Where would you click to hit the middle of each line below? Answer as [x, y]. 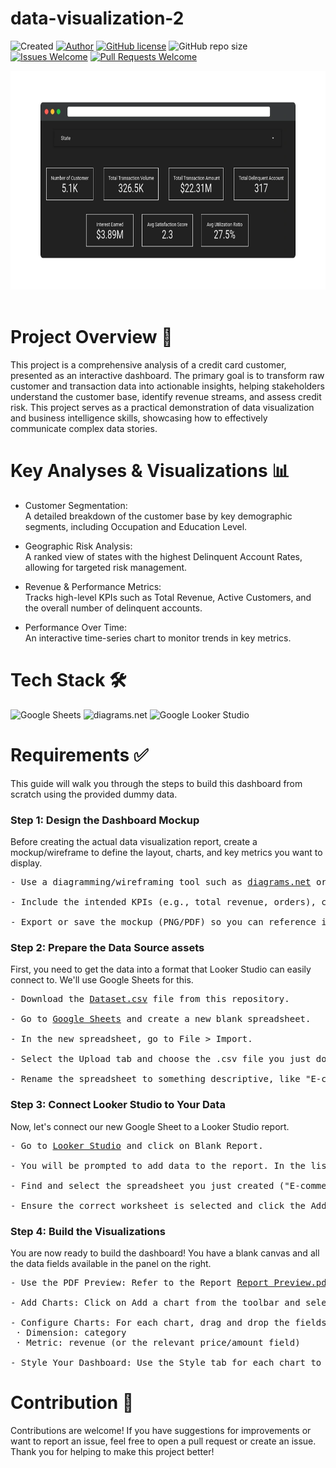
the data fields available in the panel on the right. [111, 1263]
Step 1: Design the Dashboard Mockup [105, 820]
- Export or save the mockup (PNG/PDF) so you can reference [163, 921]
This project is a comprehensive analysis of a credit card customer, [148, 364]
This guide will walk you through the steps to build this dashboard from [156, 783]
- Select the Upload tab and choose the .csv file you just [161, 1059]
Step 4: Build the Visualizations [88, 1231]
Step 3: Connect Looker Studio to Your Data [118, 1105]
